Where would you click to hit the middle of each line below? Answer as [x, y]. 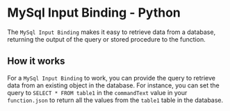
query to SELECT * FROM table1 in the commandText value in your [97, 92]
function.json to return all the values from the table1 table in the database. [115, 100]
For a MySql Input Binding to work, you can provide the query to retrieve [111, 78]
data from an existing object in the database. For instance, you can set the [114, 85]
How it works [36, 61]
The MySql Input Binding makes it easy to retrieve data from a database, [112, 32]
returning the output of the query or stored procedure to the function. [107, 39]
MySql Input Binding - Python [94, 13]
